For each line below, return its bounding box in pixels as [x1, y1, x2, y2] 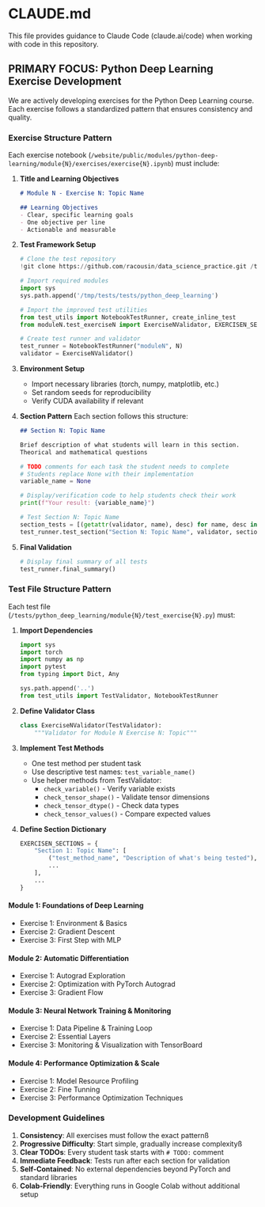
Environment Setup [19, 364, 85, 374]
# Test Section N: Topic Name [19, 514, 120, 522]
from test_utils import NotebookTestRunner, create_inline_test [19, 313, 237, 321]
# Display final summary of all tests [19, 557, 148, 566]
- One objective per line [19, 218, 105, 226]
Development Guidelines [8, 1113, 105, 1124]
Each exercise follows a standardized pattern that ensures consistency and [8, 104, 253, 113]
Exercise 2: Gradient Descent [19, 927, 115, 936]
